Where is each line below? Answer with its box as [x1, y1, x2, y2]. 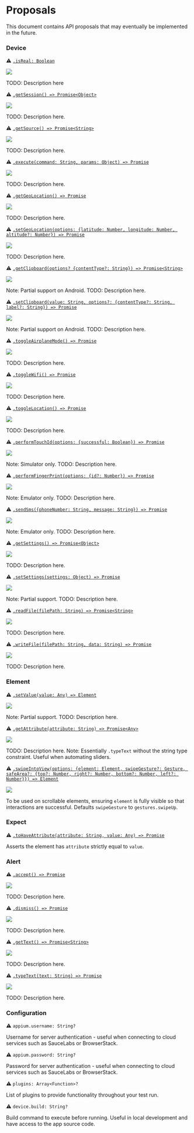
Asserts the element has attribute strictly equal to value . [6, 843, 144, 850]
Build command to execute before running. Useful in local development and [6, 1114, 188, 1121]
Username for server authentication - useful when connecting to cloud [6, 1033, 176, 1041]
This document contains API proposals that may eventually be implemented [6, 23, 188, 30]
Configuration [6, 1009, 47, 1017]
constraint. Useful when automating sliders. [6, 753, 111, 760]
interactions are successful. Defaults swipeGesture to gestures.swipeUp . [6, 803, 178, 810]
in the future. [6, 29, 37, 36]
